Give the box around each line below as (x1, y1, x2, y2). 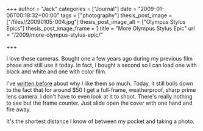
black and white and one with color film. (6, 68, 107, 75)
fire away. (6, 106, 31, 113)
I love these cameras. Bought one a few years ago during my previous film (6, 55, 193, 62)
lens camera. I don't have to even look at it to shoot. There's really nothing (6, 93, 193, 100)
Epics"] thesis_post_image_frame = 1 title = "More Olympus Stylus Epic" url (6, 24, 195, 32)
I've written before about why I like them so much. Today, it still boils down (6, 80, 194, 87)
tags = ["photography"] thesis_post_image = (60, 12, 173, 19)
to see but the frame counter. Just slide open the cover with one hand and (6, 99, 193, 107)
